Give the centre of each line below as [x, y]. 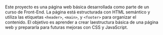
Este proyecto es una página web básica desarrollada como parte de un [77, 7]
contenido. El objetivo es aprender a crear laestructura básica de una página [82, 22]
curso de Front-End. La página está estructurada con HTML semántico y [78, 12]
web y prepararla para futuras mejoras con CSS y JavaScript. [66, 27]
